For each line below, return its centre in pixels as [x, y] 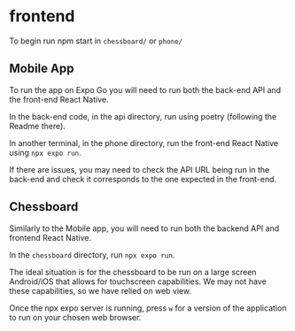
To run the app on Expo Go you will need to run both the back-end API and [145, 89]
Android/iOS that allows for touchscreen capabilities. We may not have [138, 281]
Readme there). [38, 126]
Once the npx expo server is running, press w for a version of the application [148, 308]
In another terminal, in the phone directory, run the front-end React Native [144, 142]
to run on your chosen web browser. [75, 317]
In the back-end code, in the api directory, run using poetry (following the [143, 116]
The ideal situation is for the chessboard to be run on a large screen [133, 272]
